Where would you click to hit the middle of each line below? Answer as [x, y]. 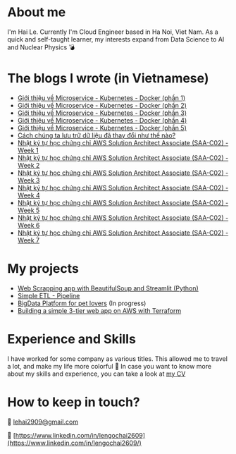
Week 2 [29, 165]
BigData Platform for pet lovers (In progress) [82, 303]
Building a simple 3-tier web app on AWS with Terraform [99, 310]
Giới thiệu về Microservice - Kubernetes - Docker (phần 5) [102, 128]
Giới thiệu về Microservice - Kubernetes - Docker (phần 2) [102, 105]
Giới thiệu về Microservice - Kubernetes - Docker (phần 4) [102, 120]
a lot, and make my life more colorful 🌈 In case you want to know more [110, 366]
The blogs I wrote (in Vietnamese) [108, 79]
